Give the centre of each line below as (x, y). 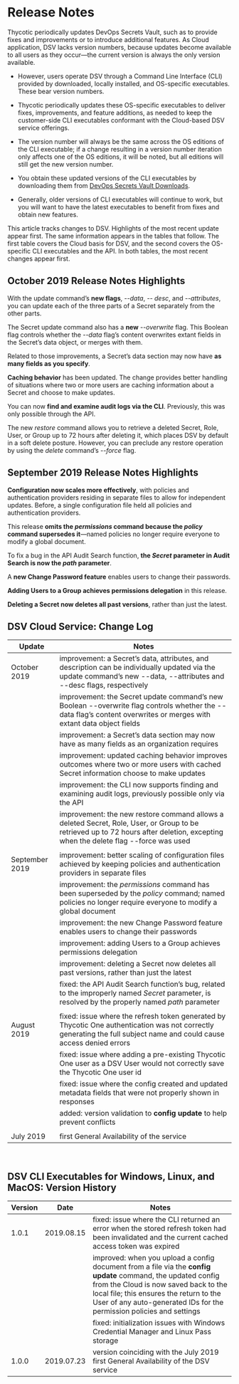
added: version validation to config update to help (143, 1113)
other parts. (25, 313)
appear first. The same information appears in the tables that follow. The (113, 236)
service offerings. (43, 127)
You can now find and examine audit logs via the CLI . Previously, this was (116, 406)
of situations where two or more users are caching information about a (111, 384)
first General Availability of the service (123, 1136)
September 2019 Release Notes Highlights (103, 473)
